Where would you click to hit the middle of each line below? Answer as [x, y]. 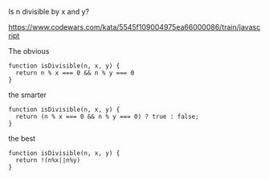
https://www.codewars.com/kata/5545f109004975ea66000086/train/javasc [134, 27]
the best [22, 138]
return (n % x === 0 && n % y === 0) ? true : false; [107, 116]
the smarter [27, 95]
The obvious [29, 51]
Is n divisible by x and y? [49, 12]
